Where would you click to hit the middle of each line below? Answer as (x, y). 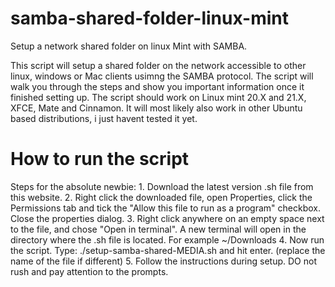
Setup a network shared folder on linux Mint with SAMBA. (129, 46)
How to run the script (100, 159)
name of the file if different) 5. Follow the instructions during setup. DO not (163, 261)
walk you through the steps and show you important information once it (157, 86)
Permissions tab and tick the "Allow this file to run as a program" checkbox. (165, 208)
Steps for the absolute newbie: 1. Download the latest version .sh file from (162, 186)
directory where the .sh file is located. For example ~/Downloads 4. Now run (167, 239)
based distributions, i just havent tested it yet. (104, 118)
